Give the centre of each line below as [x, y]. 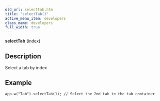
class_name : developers [29, 23]
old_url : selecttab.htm [29, 9]
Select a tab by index [26, 67]
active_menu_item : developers [36, 18]
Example [18, 83]
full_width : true [23, 27]
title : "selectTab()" [27, 14]
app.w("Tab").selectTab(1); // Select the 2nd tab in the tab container [80, 94]
